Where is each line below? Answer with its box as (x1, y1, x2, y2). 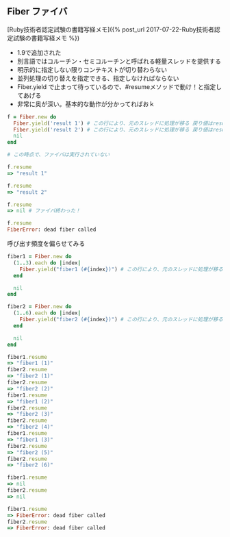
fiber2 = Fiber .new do (7, 303, 72, 310)
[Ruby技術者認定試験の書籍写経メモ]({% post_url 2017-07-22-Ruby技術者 (7, 25, 214, 34)
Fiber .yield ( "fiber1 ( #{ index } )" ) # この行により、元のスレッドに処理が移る (19, 266, 224, 273)
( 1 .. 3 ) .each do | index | (13, 259, 81, 266)
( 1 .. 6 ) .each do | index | (13, 310, 81, 316)
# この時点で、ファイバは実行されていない (7, 151, 110, 158)
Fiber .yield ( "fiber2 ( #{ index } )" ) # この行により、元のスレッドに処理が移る (19, 316, 224, 323)
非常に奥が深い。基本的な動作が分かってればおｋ (16, 99, 155, 108)
